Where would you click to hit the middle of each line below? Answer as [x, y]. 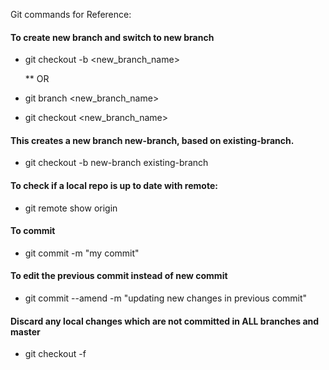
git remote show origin [71, 208]
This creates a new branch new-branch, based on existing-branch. [152, 140]
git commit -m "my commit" [82, 253]
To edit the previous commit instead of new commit [119, 276]
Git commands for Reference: [71, 14]
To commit [33, 231]
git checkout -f [55, 354]
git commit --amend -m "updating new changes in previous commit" [166, 298]
